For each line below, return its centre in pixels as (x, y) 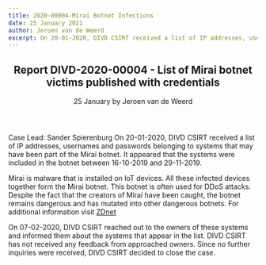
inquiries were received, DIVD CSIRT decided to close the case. (112, 253)
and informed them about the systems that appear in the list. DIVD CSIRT (127, 236)
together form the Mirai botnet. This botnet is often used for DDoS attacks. (130, 186)
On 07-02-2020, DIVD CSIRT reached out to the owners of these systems (128, 228)
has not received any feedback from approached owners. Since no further (129, 244)
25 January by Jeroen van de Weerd (133, 102)
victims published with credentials (133, 82)
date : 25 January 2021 (46, 23)
